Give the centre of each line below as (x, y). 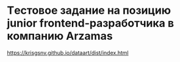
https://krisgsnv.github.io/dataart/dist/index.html (68, 52)
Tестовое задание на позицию (89, 11)
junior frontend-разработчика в (91, 23)
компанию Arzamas (60, 36)
